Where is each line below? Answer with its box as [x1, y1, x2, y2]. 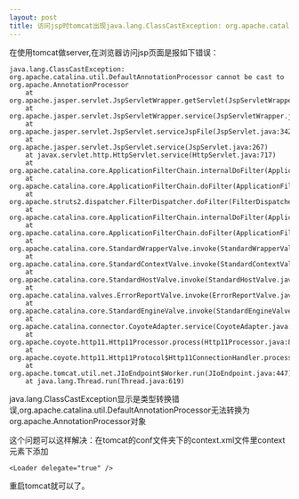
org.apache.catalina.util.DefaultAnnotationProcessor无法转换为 [19, 405, 251, 415]
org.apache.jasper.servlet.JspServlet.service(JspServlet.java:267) [9, 143, 269, 151]
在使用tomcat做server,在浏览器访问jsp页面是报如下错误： [9, 46, 220, 58]
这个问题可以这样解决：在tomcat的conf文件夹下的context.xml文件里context [9, 434, 286, 446]
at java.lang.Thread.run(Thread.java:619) [25, 376, 185, 386]
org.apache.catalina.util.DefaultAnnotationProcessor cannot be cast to [9, 72, 285, 81]
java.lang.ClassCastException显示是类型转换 [9, 393, 172, 404]
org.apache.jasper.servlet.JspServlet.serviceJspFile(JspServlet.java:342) [9, 127, 296, 136]
